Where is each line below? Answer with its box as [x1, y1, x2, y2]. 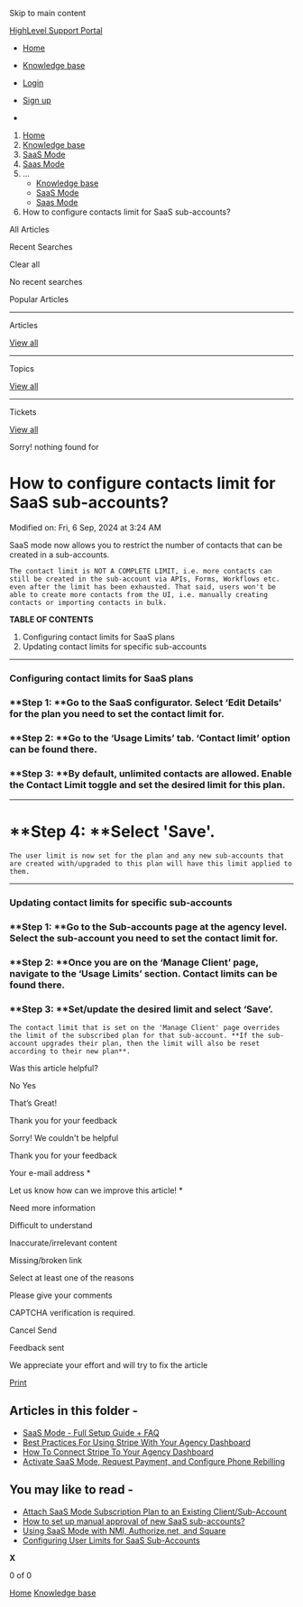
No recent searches [9, 277, 83, 287]
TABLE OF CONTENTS [9, 613, 94, 625]
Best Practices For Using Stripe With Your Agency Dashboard [22, 1437, 251, 1447]
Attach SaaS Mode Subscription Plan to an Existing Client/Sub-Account [22, 1506, 287, 1517]
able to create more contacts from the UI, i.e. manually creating [9, 590, 269, 599]
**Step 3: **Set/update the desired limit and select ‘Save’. [9, 1003, 273, 1015]
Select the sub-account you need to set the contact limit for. [9, 932, 279, 944]
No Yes [9, 1080, 36, 1090]
